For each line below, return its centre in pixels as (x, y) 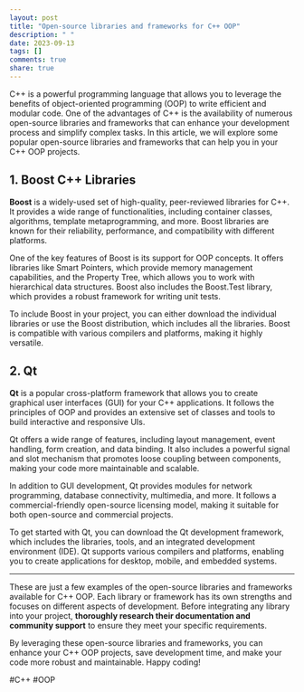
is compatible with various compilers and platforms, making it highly (136, 333)
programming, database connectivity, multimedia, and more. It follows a (143, 495)
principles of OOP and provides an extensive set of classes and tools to (142, 412)
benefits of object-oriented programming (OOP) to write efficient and (138, 103)
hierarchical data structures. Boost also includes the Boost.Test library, (141, 287)
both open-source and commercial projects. (91, 514)
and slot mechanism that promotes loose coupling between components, (145, 459)
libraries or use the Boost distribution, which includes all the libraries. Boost (150, 323)
